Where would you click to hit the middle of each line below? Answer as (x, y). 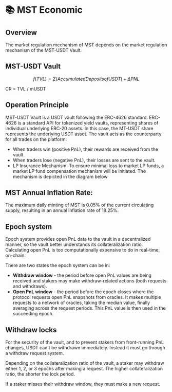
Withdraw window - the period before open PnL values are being (82, 275)
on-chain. (15, 256)
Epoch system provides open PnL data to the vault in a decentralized (78, 239)
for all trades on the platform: (36, 139)
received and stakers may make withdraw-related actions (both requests (90, 281)
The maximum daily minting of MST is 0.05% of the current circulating (80, 205)
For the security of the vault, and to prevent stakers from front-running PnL (85, 342)
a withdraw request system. (35, 353)
